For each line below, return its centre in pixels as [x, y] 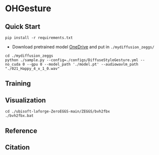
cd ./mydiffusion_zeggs [29, 56]
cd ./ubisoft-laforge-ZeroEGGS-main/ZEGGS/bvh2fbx [58, 111]
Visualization [26, 100]
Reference [21, 131]
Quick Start [23, 27]
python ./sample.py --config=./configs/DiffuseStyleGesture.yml [72, 60]
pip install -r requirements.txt [39, 38]
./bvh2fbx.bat [20, 116]
